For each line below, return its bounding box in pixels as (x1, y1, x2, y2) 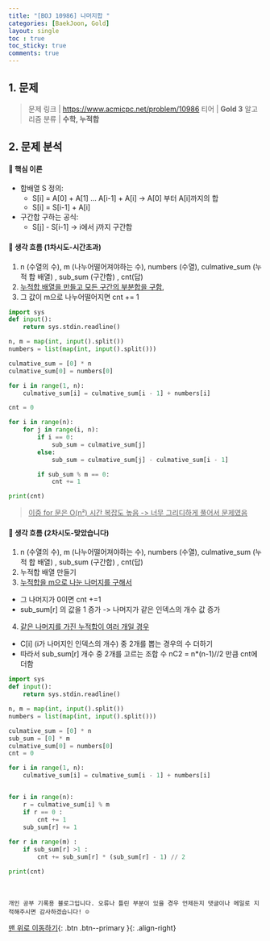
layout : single (8, 27, 60, 35)
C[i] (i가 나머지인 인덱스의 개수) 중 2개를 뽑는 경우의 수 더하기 (19, 639, 214, 649)
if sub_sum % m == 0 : (37, 470, 110, 478)
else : (37, 448, 56, 456)
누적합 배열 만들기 (19, 568, 77, 577)
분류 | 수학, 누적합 (43, 114, 99, 123)
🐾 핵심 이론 (8, 164, 43, 173)
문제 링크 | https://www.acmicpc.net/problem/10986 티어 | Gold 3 (27, 104, 243, 114)
